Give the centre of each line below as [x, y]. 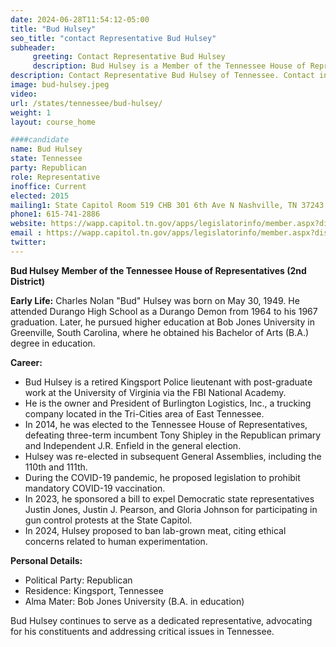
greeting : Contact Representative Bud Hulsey [129, 57]
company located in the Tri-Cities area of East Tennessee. [144, 413]
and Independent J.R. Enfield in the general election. [133, 445]
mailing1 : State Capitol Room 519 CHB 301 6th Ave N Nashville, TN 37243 [167, 205]
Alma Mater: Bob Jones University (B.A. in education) [134, 601]
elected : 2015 [40, 196]
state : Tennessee [46, 159]
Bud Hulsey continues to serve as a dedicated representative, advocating [161, 620]
